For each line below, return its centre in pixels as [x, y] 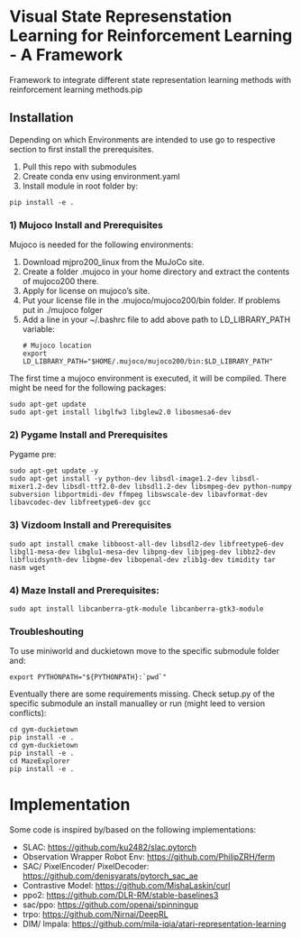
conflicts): [28, 713]
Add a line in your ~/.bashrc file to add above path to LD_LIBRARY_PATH [156, 320]
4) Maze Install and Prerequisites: [84, 590]
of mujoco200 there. [60, 281]
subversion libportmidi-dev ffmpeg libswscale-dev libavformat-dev [139, 495]
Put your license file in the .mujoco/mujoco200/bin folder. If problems [151, 300]
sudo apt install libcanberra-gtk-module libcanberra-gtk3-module [137, 609]
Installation [41, 118]
